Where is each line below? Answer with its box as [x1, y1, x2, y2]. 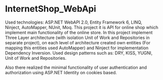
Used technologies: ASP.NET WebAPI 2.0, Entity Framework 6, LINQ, [5, 19, 143, 25]
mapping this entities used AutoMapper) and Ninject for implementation [5, 45, 149, 51]
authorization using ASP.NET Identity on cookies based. [5, 69, 117, 75]
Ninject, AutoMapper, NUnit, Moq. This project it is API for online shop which [5, 24, 159, 30]
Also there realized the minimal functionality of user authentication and [5, 64, 147, 70]
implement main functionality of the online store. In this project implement [5, 29, 153, 35]
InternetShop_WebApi [5, 3, 96, 14]
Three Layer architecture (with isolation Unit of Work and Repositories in [5, 35, 150, 40]
